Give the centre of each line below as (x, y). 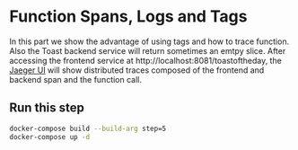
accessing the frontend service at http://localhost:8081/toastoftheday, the (146, 60)
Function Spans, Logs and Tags (128, 17)
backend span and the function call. (75, 79)
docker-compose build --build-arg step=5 (88, 128)
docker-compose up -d (50, 137)
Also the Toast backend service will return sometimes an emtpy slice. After (148, 50)
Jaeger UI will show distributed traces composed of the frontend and (137, 70)
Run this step (47, 108)
